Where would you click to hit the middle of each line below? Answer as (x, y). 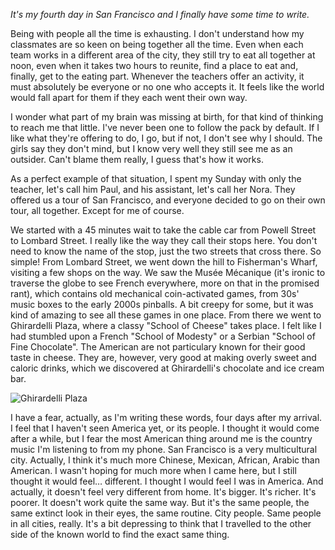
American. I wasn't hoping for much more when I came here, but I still (153, 470)
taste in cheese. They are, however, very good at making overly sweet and (163, 357)
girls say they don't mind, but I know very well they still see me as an (151, 148)
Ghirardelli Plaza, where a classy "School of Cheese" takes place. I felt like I (166, 325)
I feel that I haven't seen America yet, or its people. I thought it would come (165, 428)
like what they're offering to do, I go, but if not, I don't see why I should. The (166, 138)
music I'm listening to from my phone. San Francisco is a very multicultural (164, 449)
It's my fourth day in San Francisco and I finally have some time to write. (160, 14)
